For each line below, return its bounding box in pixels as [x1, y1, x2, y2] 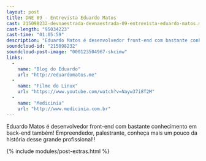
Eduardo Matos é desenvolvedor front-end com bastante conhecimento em [6, 122, 197, 130]
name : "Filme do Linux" [17, 83, 78, 89]
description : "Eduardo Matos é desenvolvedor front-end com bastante [6, 37, 188, 43]
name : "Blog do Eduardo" [17, 66, 81, 72]
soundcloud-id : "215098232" [6, 43, 78, 50]
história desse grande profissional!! [6, 135, 96, 143]
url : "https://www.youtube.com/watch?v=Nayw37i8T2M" [17, 89, 155, 95]
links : [6, 54, 23, 61]
